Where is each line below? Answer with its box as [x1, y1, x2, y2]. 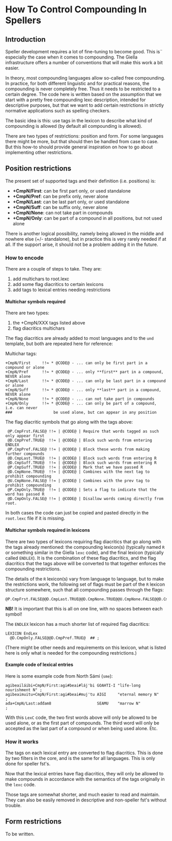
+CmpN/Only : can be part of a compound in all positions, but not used [12, 215, 162, 221]
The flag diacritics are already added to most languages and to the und [5, 335, 154, 341]
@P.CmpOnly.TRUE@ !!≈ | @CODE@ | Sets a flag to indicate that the [7, 487, 157, 492]
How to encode [5, 254, 44, 261]
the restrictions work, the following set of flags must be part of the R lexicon [5, 581, 165, 587]
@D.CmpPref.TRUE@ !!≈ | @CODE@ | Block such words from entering [7, 438, 153, 443]
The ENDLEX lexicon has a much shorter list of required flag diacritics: [5, 621, 150, 627]
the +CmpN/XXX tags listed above [12, 320, 85, 326]
